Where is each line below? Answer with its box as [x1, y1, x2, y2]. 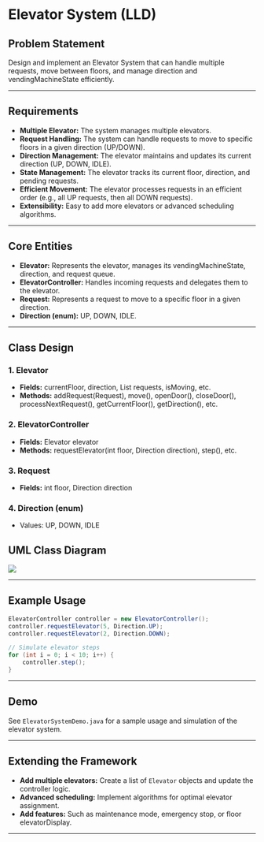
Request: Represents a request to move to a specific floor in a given [19, 294, 241, 304]
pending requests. [19, 176, 79, 185]
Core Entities [8, 240, 73, 253]
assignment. [19, 800, 60, 810]
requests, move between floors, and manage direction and [8, 66, 198, 76]
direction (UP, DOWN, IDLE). [19, 159, 112, 169]
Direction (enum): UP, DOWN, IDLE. [19, 311, 137, 320]
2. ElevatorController [8, 419, 90, 430]
